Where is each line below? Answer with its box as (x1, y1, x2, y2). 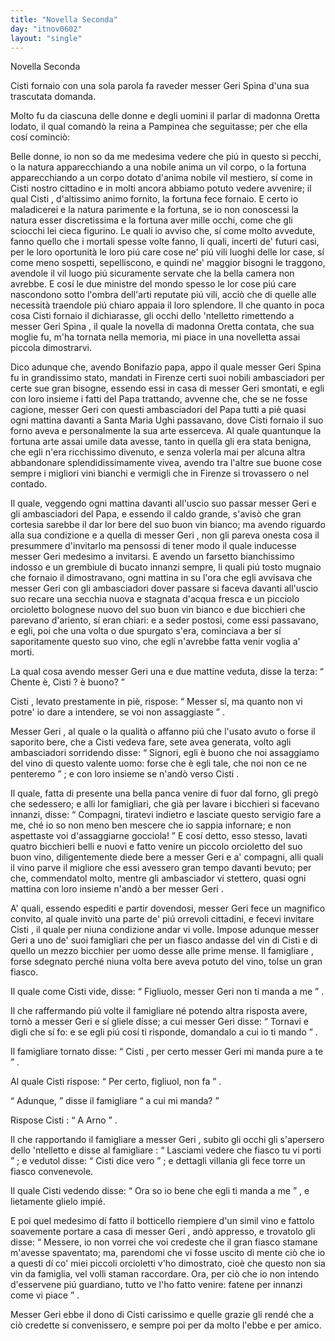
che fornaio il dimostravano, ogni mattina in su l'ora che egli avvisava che (10, 572, 313, 584)
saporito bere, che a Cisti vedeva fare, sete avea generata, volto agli (10, 736, 292, 748)
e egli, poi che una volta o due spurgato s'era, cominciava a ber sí (10, 625, 282, 637)
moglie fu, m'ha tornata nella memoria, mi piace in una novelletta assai (10, 331, 301, 343)
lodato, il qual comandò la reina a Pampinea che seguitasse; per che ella (10, 121, 308, 133)
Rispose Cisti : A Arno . (10, 1114, 118, 1126)
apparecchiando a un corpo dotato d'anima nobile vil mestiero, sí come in (10, 172, 313, 184)
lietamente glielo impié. (10, 1196, 106, 1208)
